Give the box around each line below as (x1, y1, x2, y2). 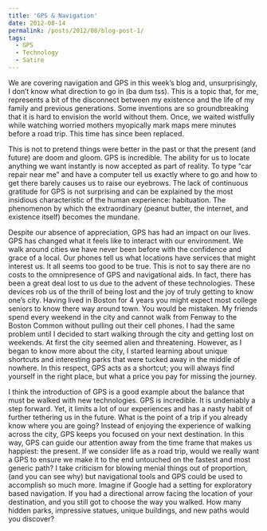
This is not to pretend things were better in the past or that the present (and (8, 144, 257, 154)
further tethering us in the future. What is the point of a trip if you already (8, 412, 249, 422)
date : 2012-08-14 (8, 19, 66, 27)
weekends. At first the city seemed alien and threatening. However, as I (8, 337, 242, 347)
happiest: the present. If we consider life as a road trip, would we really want (8, 446, 260, 455)
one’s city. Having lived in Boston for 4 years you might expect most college (8, 295, 257, 305)
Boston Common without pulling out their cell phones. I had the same (8, 321, 235, 330)
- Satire (15, 57, 45, 65)
